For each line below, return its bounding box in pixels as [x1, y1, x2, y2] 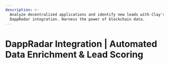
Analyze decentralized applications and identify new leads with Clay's [10, 12, 165, 17]
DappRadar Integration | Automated [5, 38, 157, 49]
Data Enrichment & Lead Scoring [5, 48, 143, 60]
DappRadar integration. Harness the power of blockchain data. [10, 16, 145, 21]
